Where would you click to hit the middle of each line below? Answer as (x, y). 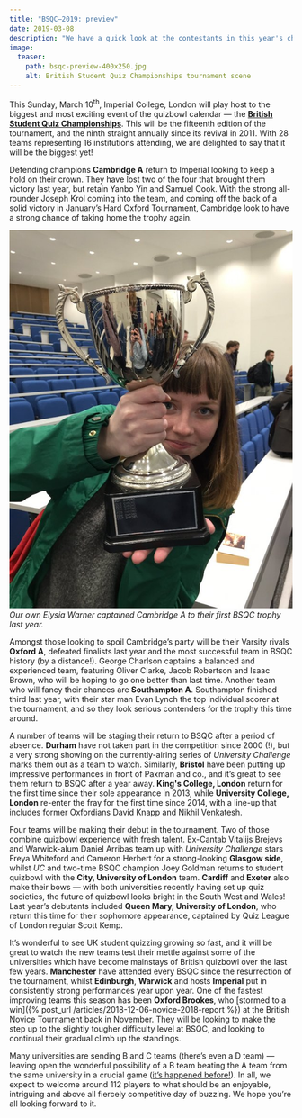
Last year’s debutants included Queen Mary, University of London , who (143, 906)
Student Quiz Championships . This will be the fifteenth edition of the (138, 123)
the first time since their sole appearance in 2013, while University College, (149, 793)
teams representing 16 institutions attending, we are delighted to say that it (147, 142)
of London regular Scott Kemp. (67, 925)
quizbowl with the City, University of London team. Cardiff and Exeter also (149, 877)
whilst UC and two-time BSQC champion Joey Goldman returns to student (147, 868)
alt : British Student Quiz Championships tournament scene (138, 77)
